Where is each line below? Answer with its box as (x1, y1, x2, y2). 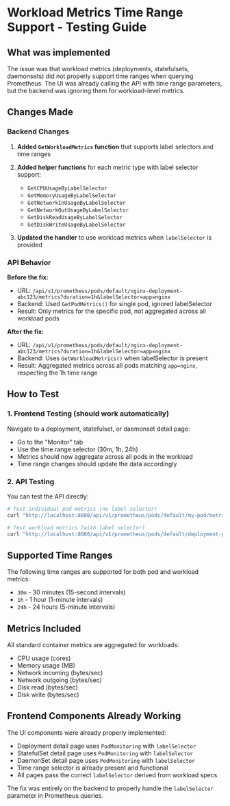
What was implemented (7, 47, 111, 58)
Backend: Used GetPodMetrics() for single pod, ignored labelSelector (16, 299, 212, 307)
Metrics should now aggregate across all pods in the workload (16, 452, 193, 460)
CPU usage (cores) (16, 654, 71, 662)
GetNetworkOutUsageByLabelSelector (27, 207, 129, 214)
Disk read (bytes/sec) (16, 683, 79, 692)
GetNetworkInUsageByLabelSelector (27, 199, 126, 206)
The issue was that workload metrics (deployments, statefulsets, (7, 65, 190, 73)
